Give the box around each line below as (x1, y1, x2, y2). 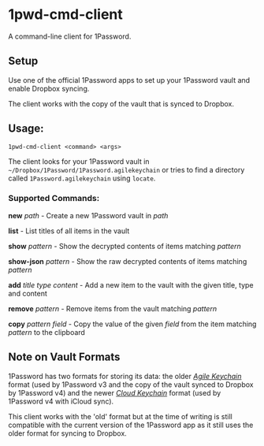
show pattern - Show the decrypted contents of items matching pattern (8, 241, 242, 251)
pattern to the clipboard (8, 327, 85, 336)
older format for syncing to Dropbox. (8, 428, 128, 438)
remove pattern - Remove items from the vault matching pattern (8, 303, 218, 313)
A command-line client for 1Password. (8, 32, 132, 41)
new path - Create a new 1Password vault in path (8, 210, 169, 220)
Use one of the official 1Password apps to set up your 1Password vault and (8, 75, 251, 84)
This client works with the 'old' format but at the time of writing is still (8, 411, 232, 421)
